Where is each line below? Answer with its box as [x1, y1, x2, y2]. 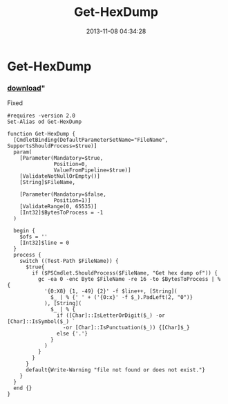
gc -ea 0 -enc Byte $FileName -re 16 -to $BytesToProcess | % [37, 276, 221, 283]
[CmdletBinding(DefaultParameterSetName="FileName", [13, 136, 169, 144]
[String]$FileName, [19, 179, 76, 186]
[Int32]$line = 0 [19, 239, 70, 246]
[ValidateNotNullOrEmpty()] [19, 173, 100, 180]
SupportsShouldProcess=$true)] [7, 143, 97, 149]
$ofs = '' [19, 233, 48, 241]
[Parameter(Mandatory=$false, [19, 191, 107, 198]
